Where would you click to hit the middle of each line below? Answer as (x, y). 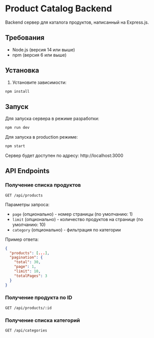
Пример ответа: (22, 239)
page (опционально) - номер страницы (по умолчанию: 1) (73, 214)
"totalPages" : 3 (31, 276)
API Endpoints (27, 171)
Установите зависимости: (39, 82)
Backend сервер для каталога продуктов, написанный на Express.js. (77, 22)
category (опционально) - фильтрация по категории (66, 229)
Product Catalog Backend (58, 9)
